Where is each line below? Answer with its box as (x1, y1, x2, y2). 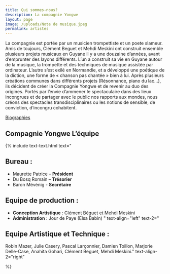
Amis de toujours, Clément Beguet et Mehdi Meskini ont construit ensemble (5, 46, 163, 52)
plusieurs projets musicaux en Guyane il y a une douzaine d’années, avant (5, 51, 160, 57)
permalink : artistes (5, 26, 49, 31)
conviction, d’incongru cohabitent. (5, 105, 77, 111)
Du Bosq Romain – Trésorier (12, 176, 72, 182)
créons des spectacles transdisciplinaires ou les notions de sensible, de (5, 99, 156, 105)
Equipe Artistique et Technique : (5, 229, 110, 238)
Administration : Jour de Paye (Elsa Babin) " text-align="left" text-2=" (12, 215, 159, 221)
